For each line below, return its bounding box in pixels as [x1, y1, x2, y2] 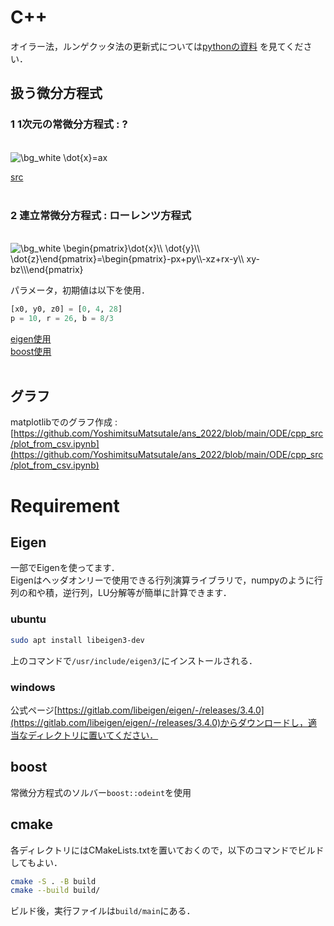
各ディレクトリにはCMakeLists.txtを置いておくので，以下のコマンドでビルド [10, 844, 325, 856]
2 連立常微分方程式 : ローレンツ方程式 [10, 208, 192, 222]
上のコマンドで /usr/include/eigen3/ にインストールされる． [10, 654, 258, 666]
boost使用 [10, 345, 52, 357]
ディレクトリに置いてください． [27, 729, 159, 741]
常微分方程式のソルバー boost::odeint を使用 [10, 786, 192, 798]
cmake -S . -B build [10, 876, 97, 886]
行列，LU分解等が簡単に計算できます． [71, 587, 232, 599]
